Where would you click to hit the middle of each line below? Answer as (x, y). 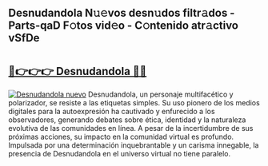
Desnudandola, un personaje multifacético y (160, 94)
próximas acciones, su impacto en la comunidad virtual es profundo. (121, 136)
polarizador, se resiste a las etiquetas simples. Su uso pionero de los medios (134, 103)
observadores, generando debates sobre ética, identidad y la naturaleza (127, 120)
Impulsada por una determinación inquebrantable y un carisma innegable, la (134, 145)
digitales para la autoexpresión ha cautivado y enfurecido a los (112, 111)
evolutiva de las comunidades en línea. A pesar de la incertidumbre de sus (131, 128)
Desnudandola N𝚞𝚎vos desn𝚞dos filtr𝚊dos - (122, 13)
